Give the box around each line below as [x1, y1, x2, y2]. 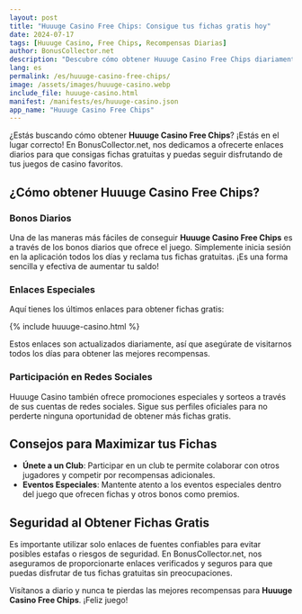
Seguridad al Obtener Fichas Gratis [9, 515, 209, 530]
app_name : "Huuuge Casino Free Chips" [9, 105, 155, 114]
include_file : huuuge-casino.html [9, 88, 139, 97]
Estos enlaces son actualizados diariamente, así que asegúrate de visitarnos [9, 339, 292, 349]
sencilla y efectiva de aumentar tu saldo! [9, 260, 159, 271]
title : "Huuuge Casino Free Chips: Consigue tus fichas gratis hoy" [9, 22, 271, 31]
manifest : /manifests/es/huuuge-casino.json [9, 96, 179, 106]
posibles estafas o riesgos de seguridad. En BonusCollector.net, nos [9, 548, 262, 559]
